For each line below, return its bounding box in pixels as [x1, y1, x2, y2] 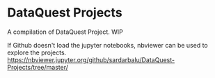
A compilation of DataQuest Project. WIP [7, 28, 124, 36]
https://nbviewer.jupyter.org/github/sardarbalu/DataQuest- [7, 55, 175, 64]
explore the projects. [7, 48, 67, 57]
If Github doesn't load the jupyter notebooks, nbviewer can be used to [7, 41, 209, 49]
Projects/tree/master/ [7, 63, 68, 71]
